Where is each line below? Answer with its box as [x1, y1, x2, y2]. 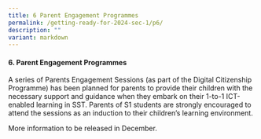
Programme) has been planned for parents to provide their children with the [8, 83, 253, 93]
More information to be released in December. [8, 123, 157, 134]
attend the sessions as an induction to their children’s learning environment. [8, 108, 253, 118]
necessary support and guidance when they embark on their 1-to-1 [8, 92, 225, 101]
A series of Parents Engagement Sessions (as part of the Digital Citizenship [8, 75, 252, 85]
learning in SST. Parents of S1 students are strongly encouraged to [35, 100, 252, 110]
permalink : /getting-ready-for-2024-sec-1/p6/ [8, 19, 164, 27]
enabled [8, 100, 35, 110]
